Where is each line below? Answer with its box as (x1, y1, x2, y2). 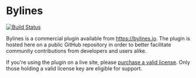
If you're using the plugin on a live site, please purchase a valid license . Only (6, 59, 190, 66)
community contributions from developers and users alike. (6, 47, 147, 54)
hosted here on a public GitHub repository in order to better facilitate (6, 41, 171, 48)
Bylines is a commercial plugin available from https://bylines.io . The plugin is (6, 35, 190, 42)
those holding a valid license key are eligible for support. (6, 65, 142, 72)
